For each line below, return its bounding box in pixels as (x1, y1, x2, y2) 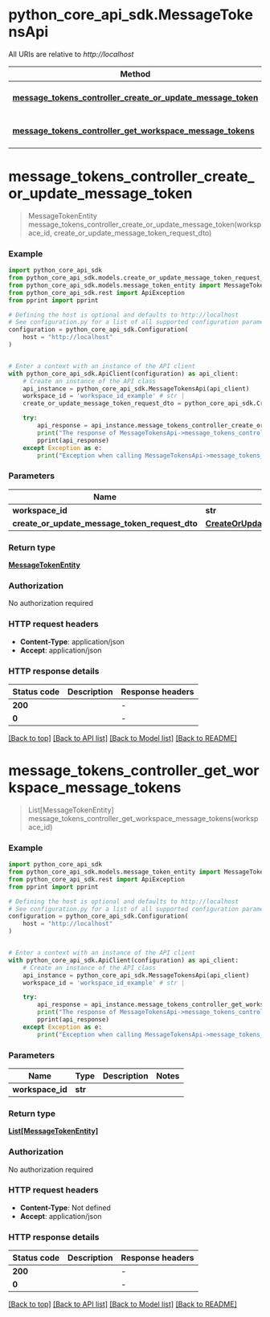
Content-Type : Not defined (19, 1203, 111, 1213)
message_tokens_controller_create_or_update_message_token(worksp (27, 219, 262, 229)
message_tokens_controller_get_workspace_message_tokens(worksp (27, 813, 259, 823)
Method (120, 68, 151, 80)
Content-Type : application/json (19, 636, 125, 646)
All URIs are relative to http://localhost (8, 49, 134, 59)
